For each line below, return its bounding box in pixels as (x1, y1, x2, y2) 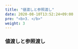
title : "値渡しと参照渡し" (5, 7, 54, 12)
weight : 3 (5, 21, 26, 26)
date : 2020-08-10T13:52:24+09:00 (5, 12, 74, 17)
